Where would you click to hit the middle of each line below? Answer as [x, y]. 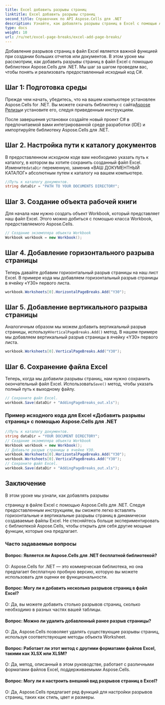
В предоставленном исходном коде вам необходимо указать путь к [77, 157]
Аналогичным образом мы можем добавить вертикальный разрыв [76, 327]
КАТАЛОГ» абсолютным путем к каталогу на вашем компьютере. [74, 173]
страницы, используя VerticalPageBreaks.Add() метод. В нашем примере [82, 332]
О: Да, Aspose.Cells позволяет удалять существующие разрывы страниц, [82, 632]
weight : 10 [16, 32]
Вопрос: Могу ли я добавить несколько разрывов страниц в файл [76, 588]
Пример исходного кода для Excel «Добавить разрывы [75, 415]
